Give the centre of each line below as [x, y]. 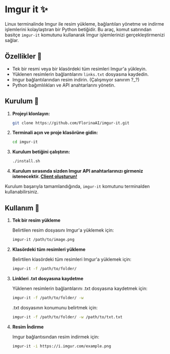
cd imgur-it [25, 142]
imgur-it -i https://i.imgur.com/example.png [61, 346]
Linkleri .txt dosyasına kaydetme [48, 278]
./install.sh [26, 161]
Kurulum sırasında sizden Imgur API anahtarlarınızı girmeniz [78, 171]
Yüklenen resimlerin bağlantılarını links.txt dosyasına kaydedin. [80, 74]
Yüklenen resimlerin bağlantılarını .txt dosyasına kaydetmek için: [80, 288]
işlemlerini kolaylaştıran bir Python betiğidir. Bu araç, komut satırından [78, 29]
